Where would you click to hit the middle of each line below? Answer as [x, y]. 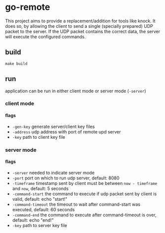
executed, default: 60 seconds [44, 209]
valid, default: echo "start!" [40, 199]
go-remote [28, 7]
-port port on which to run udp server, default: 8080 [66, 178]
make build [16, 63]
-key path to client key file [39, 137]
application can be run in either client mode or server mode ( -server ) [76, 91]
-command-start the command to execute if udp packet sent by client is [84, 194]
